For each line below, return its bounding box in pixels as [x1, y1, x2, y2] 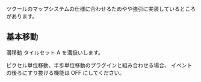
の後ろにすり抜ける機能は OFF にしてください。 [6, 69, 125, 76]
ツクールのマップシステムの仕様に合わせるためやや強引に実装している [6, 5, 181, 12]
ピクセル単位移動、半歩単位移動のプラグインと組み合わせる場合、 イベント [6, 62, 193, 69]
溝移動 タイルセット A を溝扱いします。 [6, 48, 104, 56]
